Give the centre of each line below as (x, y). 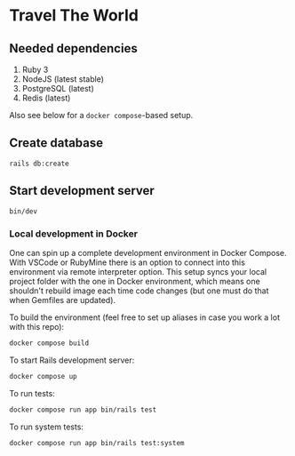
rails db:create (39, 164)
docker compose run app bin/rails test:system (97, 443)
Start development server (82, 191)
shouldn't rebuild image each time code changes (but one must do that (139, 291)
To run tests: (32, 393)
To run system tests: (47, 427)
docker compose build (49, 343)
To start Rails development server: (72, 360)
